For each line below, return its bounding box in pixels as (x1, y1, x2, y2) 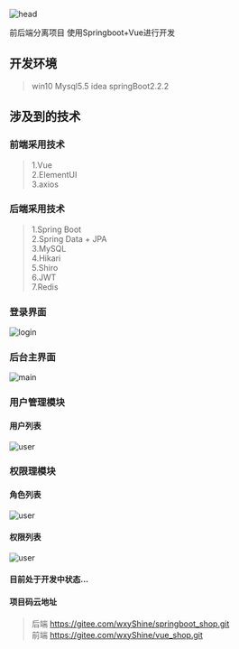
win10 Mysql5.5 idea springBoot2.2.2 (31, 80, 170, 91)
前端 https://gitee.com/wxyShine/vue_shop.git (31, 629, 203, 640)
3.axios (31, 179, 59, 190)
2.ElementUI (31, 169, 78, 180)
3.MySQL (31, 243, 67, 254)
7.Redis (31, 281, 59, 292)
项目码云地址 (9, 597, 57, 607)
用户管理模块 (9, 396, 66, 409)
